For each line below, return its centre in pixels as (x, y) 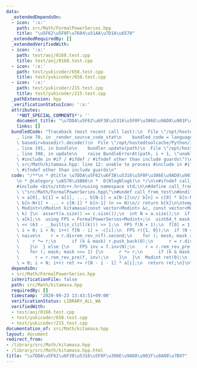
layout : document (27, 334)
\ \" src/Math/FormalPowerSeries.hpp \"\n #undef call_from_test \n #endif (105, 192)
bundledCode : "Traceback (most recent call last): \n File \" (89, 132)
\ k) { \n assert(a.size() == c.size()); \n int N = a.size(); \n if (103, 214)
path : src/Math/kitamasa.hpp (47, 285)
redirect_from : (25, 339)
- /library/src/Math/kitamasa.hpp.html (55, 350)
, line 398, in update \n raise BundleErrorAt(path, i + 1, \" (98, 153)
